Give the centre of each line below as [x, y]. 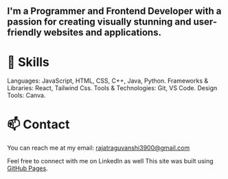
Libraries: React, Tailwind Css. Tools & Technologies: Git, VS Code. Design [112, 88]
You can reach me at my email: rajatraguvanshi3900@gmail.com [99, 148]
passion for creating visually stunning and [99, 22]
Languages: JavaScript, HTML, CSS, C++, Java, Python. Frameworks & [108, 81]
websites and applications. [102, 32]
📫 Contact [38, 124]
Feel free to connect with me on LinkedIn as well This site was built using [111, 161]
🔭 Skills [28, 62]
